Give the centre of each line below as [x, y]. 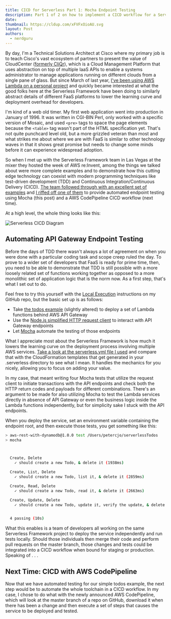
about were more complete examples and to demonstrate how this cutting [83, 170]
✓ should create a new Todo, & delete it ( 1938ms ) [69, 463]
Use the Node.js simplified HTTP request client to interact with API [82, 320]
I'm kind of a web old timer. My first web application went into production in [84, 112]
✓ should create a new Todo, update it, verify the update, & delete [90, 505]
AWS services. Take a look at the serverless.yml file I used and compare [81, 352]
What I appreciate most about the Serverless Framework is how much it [80, 341]
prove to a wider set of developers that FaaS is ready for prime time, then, [83, 262]
